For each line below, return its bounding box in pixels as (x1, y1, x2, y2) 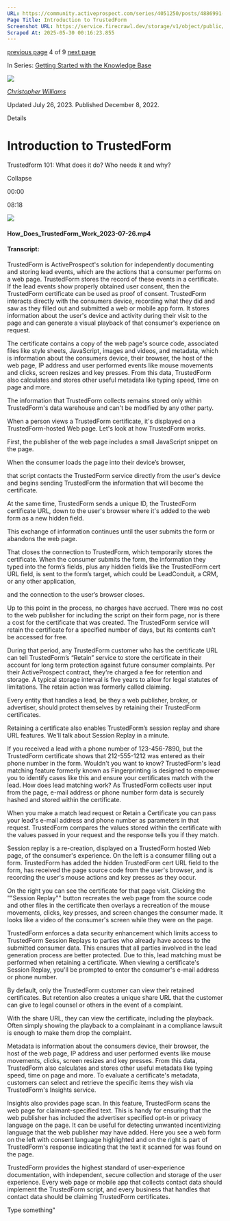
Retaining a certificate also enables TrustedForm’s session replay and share (7, 724, 220, 732)
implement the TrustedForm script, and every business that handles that (7, 1185, 211, 1194)
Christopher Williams (7, 87, 66, 96)
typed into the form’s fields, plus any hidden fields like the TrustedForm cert (7, 562, 221, 571)
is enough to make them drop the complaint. (7, 1028, 132, 1037)
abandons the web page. (7, 534, 77, 543)
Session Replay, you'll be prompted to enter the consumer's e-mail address (7, 966, 220, 974)
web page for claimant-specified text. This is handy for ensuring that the (7, 1106, 212, 1115)
